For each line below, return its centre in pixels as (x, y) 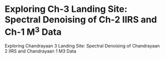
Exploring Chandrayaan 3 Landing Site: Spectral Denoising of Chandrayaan (82, 46)
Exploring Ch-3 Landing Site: (66, 9)
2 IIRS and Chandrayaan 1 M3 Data (40, 51)
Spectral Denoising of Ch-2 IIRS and (81, 20)
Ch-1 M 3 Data (33, 31)
